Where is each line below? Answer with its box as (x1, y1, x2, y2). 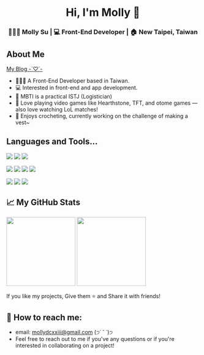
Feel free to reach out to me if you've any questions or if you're (15, 335, 175, 343)
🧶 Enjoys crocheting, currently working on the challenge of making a (15, 112, 188, 119)
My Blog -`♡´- (6, 65, 43, 72)
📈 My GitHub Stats (6, 197, 81, 207)
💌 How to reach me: (6, 312, 83, 323)
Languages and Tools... (6, 136, 98, 147)
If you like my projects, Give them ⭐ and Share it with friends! (6, 292, 161, 299)
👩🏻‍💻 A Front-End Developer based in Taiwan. (15, 77, 130, 84)
